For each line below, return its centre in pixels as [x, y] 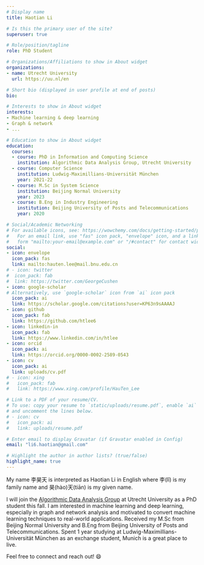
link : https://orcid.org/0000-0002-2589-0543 [70, 355]
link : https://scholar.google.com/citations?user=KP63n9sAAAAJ [93, 304]
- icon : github [25, 310]
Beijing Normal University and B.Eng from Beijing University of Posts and [97, 525]
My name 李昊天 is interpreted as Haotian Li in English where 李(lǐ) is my [96, 479]
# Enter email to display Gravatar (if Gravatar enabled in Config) [95, 439]
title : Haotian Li [29, 18]
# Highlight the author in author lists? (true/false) [77, 456]
